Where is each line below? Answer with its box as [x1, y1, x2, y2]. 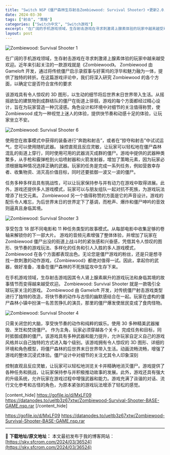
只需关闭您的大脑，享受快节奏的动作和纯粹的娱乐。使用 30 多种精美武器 [5, 320, 155, 326]
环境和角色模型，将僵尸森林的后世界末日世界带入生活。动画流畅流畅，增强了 [5, 346, 165, 352]
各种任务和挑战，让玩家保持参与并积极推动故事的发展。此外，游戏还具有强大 [5, 369, 165, 375]
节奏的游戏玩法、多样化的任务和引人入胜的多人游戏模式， [18, 245, 138, 251]
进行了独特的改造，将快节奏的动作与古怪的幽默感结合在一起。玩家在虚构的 [5, 293, 160, 299]
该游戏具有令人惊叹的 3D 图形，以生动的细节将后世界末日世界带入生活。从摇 [5, 92, 164, 97]
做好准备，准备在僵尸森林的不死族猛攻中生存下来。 [14, 264, 120, 270]
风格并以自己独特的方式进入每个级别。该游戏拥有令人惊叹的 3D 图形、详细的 [5, 339, 164, 345]
